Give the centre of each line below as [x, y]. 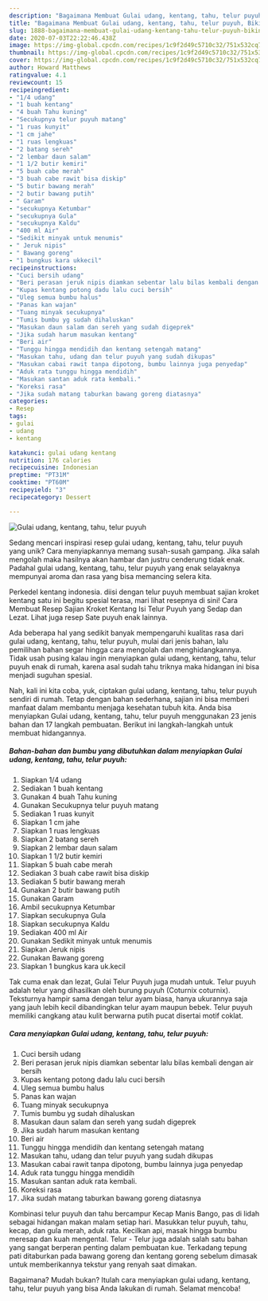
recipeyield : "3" [38, 490]
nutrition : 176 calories [50, 460]
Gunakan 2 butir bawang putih [70, 889]
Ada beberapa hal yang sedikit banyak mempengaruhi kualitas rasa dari [126, 633]
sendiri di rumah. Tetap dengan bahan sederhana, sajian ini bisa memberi [129, 699]
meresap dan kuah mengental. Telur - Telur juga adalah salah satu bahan [128, 1239]
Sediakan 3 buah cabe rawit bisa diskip [85, 873]
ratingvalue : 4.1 [38, 75]
